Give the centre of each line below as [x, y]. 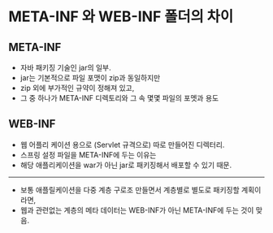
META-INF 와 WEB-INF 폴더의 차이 [121, 17]
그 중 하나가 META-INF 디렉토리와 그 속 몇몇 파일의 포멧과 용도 [119, 98]
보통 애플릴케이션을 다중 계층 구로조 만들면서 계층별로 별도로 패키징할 [130, 190]
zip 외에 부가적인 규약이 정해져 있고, [77, 88]
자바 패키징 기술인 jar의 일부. [65, 67]
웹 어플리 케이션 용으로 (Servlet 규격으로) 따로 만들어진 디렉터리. [122, 145]
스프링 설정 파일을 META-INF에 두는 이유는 [88, 154]
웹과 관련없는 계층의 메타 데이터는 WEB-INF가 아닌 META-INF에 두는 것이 [137, 210]
